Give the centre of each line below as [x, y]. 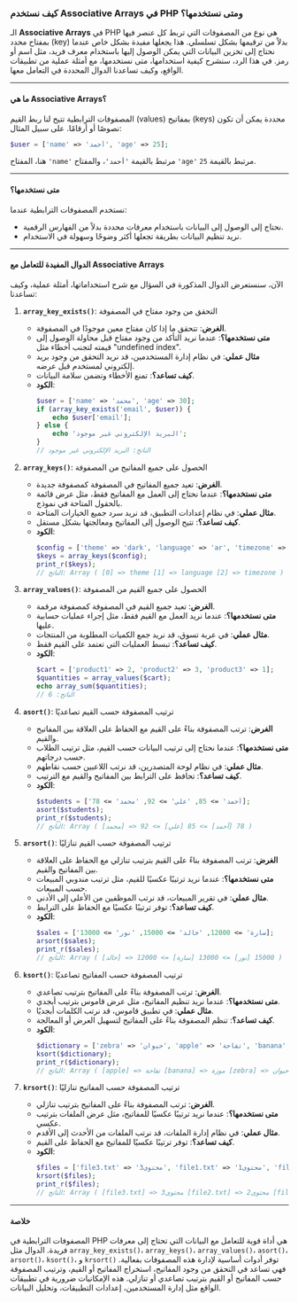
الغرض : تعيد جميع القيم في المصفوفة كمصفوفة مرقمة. [126, 606]
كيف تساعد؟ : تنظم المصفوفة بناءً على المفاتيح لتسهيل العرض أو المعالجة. [155, 1020]
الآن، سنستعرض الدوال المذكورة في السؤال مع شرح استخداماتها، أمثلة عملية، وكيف [147, 284]
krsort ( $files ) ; [66, 1176]
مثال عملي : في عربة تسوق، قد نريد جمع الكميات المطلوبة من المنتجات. [153, 635]
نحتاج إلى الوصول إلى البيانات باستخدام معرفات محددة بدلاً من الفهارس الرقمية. [153, 226]
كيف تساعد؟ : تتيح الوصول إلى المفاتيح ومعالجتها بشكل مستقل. [138, 522]
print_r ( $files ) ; [68, 1185]
